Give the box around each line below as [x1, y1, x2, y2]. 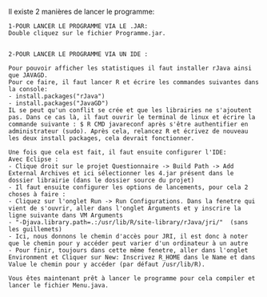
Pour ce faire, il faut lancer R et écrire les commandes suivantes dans [8, 78, 260, 86]
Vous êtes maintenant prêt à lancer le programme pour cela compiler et [8, 275, 256, 283]
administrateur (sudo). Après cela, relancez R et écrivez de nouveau [8, 127, 249, 135]
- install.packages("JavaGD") [8, 99, 110, 107]
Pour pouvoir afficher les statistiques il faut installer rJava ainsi [8, 64, 252, 72]
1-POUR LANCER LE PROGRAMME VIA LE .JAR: [8, 22, 149, 30]
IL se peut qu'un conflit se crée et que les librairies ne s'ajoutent [8, 106, 252, 114]
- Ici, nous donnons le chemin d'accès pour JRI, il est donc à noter [8, 232, 249, 240]
